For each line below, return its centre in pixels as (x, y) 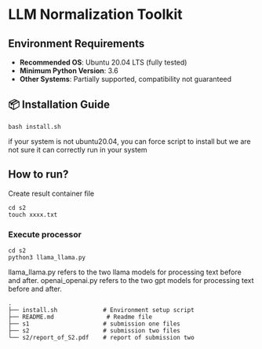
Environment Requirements (76, 44)
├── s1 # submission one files (94, 324)
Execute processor (45, 234)
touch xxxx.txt (33, 215)
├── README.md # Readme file (80, 317)
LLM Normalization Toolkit (95, 15)
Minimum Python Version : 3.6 (69, 71)
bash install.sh (35, 127)
